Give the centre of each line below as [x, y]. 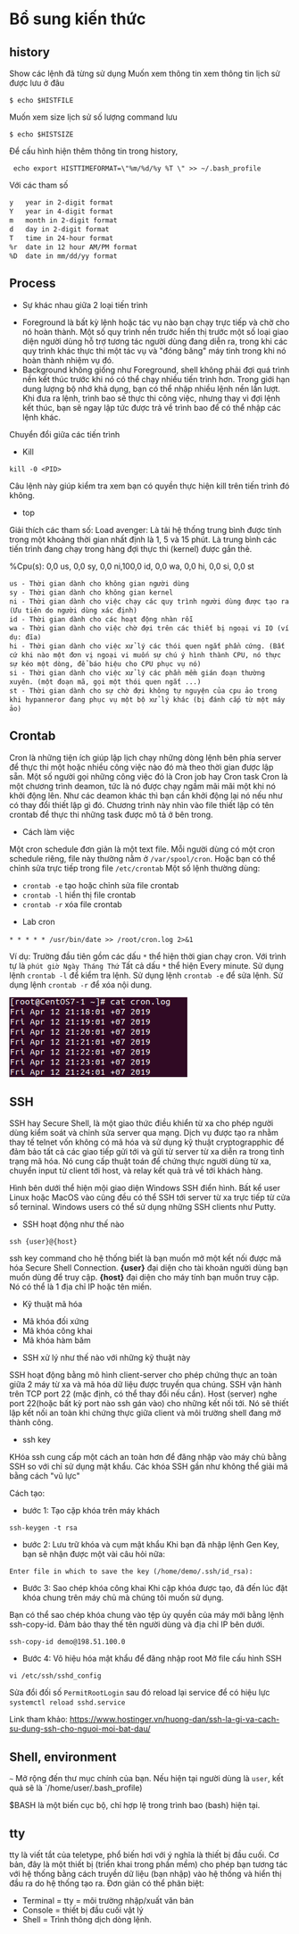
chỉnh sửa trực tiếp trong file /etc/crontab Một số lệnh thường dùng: [135, 868]
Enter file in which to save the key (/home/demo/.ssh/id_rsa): [131, 1571]
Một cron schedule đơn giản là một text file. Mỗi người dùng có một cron [142, 849]
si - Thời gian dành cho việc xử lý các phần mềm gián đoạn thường [137, 673]
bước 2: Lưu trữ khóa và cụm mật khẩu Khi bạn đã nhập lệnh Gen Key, [150, 1545]
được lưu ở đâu [37, 83]
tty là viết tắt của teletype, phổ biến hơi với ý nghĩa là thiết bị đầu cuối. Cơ [144, 1855]
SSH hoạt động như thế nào [73, 1224]
